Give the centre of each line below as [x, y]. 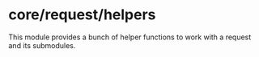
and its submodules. [42, 45]
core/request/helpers [82, 15]
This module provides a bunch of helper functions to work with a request [130, 37]
